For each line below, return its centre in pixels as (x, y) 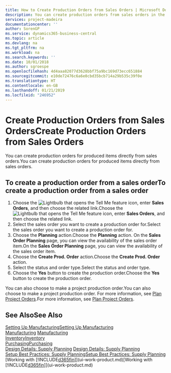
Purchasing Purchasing (29, 343)
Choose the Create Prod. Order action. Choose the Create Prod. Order (86, 257)
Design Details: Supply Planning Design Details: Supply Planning (73, 349)
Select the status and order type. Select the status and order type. (81, 268)
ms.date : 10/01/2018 (27, 62)
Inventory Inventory (25, 338)
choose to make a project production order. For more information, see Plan (83, 294)
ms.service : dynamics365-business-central (51, 34)
